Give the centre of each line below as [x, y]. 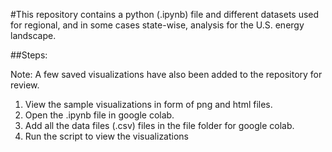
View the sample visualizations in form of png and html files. [148, 104]
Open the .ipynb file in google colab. [99, 115]
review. [25, 85]
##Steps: [29, 55]
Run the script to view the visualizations [107, 136]
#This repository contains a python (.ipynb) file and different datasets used [165, 14]
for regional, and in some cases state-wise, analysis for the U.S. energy [157, 25]
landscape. [33, 35]
